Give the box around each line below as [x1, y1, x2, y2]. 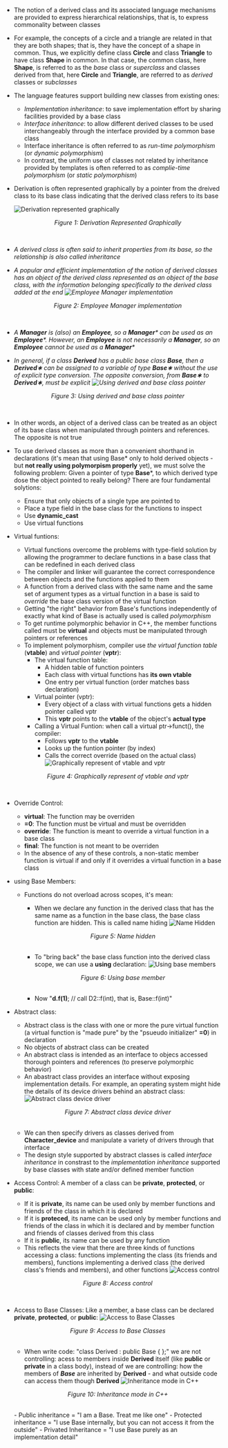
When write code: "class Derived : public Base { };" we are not [23, 1348, 202, 1355]
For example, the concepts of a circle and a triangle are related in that [13, 34, 212, 42]
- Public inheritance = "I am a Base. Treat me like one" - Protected [13, 1411, 202, 1419]
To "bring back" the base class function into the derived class [34, 953, 211, 960]
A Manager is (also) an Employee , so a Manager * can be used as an [13, 328, 213, 336]
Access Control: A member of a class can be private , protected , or [13, 1179, 205, 1187]
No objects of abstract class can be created [23, 1043, 149, 1051]
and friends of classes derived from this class [23, 1229, 154, 1237]
